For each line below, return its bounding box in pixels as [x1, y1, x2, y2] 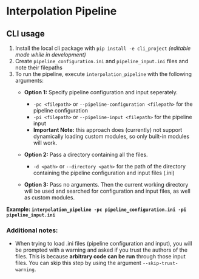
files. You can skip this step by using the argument [15, 260, 141, 267]
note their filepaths [15, 64, 62, 71]
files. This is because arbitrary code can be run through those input [15, 253, 186, 260]
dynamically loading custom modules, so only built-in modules [33, 133, 190, 140]
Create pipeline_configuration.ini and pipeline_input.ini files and [15, 58, 189, 64]
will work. [33, 139, 58, 146]
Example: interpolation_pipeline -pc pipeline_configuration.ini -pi [6, 205, 187, 213]
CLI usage [6, 29, 46, 39]
